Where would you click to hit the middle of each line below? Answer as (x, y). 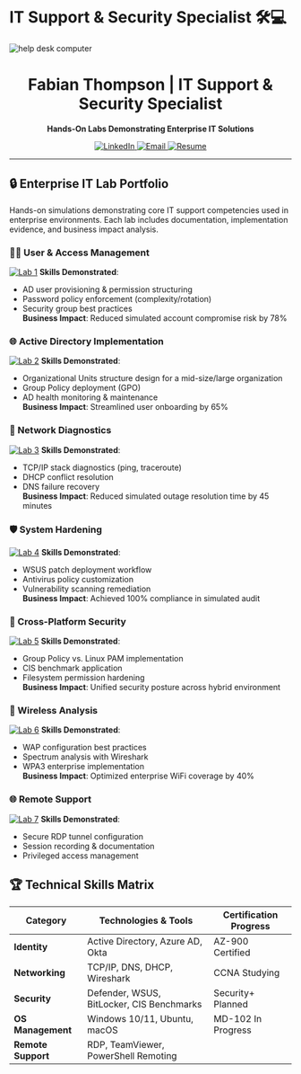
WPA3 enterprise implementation (83, 767)
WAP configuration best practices (85, 748)
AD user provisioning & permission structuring (107, 289)
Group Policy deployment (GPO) (82, 388)
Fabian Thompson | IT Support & (150, 85)
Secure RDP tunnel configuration (83, 836)
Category (46, 920)
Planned (231, 1004)
